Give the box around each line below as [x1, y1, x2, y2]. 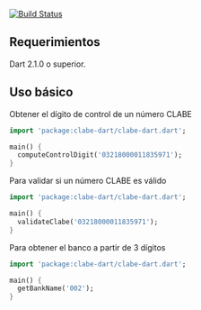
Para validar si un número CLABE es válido [9, 176, 167, 187]
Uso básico [9, 85, 74, 100]
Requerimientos [9, 34, 100, 50]
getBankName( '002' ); [17, 284, 94, 293]
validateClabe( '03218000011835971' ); [17, 217, 159, 226]
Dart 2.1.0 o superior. [9, 59, 86, 69]
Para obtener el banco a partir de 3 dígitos [9, 242, 166, 252]
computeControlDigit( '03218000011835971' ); [17, 150, 182, 160]
